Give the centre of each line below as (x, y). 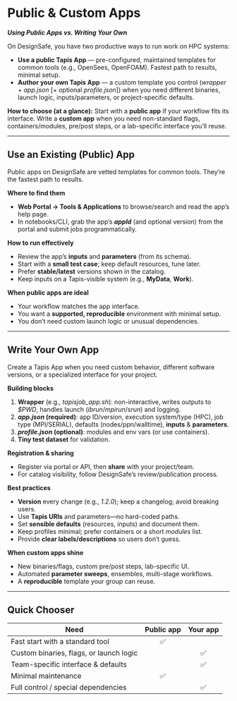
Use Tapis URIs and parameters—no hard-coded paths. (98, 516)
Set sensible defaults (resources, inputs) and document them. (108, 524)
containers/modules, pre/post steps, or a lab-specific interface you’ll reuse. (117, 126)
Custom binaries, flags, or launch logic (74, 653)
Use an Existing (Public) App (71, 155)
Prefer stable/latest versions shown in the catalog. (91, 271)
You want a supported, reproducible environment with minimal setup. (119, 313)
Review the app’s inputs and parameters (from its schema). (104, 256)
